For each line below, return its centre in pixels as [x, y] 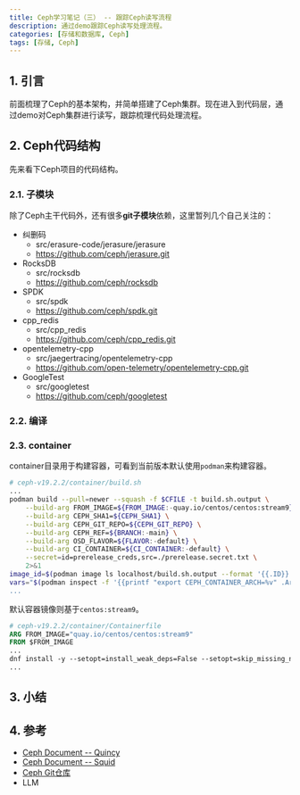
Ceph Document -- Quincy [71, 753]
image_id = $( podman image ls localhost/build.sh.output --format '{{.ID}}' [151, 575]
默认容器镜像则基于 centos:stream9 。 [77, 609]
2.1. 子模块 [32, 195]
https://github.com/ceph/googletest [101, 396]
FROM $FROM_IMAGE [42, 642]
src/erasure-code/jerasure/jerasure [100, 244]
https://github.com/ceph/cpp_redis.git [105, 339]
